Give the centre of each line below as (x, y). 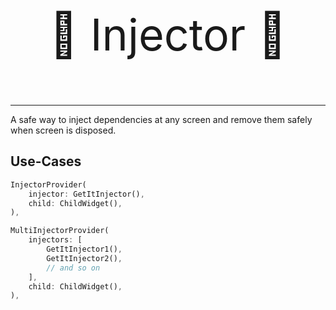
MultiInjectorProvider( (60, 231)
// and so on (73, 268)
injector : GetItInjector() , (86, 194)
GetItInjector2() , (84, 258)
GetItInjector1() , (84, 249)
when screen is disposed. (63, 130)
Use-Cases (46, 161)
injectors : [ (55, 240)
